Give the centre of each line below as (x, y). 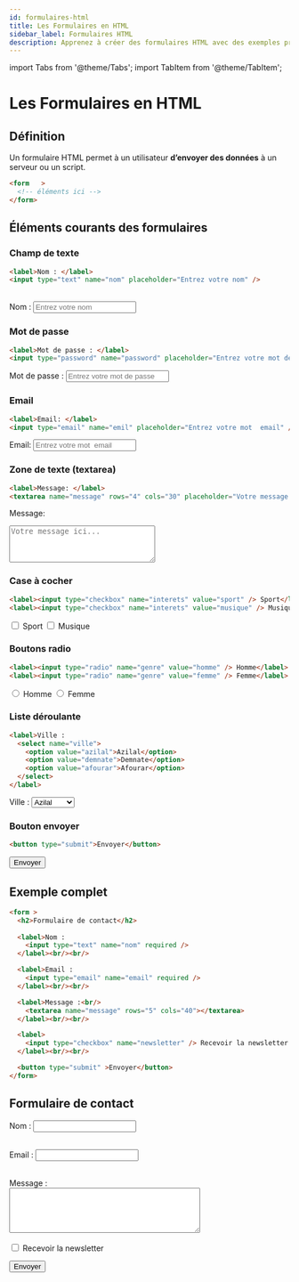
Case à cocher (41, 581)
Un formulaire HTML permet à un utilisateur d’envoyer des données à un (143, 158)
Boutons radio (40, 649)
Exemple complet (59, 892)
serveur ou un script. (48, 167)
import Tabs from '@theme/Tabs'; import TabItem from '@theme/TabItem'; (146, 68)
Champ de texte (44, 253)
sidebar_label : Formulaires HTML (71, 34)
